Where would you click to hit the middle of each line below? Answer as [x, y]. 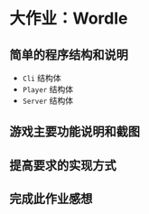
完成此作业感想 [51, 199]
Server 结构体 [48, 101]
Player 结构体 [48, 89]
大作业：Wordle [69, 19]
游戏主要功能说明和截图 [74, 132]
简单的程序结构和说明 [69, 55]
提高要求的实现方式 [63, 165]
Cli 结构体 [42, 78]
